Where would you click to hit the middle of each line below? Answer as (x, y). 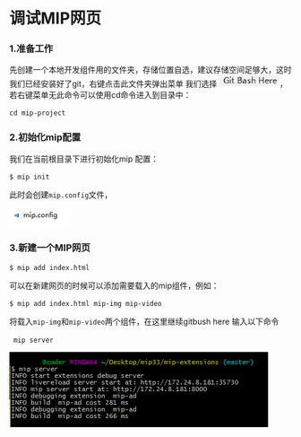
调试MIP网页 (56, 18)
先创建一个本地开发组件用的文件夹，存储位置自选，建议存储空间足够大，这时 (150, 70)
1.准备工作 (31, 48)
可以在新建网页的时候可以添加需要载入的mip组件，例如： (114, 286)
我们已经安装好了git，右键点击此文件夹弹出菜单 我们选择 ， (149, 84)
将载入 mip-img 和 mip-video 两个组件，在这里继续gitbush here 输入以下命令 (144, 322)
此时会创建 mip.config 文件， (61, 195)
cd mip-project (38, 113)
